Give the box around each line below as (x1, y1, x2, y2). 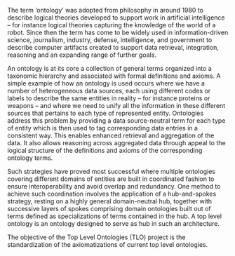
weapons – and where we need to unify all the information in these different (7, 102, 226, 109)
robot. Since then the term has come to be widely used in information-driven (7, 28, 229, 36)
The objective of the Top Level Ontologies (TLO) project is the (7, 233, 186, 241)
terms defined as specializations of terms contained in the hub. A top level (7, 212, 222, 220)
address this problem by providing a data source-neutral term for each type (7, 116, 226, 125)
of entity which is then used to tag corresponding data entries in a (7, 124, 199, 132)
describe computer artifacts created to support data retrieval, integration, (7, 43, 220, 51)
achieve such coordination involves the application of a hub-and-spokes (7, 189, 217, 198)
